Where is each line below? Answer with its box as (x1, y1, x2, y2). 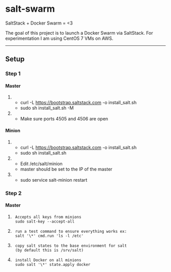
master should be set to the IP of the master (20, 166, 113, 172)
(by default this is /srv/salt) (15, 248, 84, 253)
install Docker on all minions (15, 257, 81, 263)
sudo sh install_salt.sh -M (20, 105, 74, 111)
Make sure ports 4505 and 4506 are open (20, 116, 108, 122)
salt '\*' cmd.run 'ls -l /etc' (15, 233, 84, 238)
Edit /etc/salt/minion (20, 160, 63, 166)
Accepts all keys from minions (15, 214, 81, 219)
